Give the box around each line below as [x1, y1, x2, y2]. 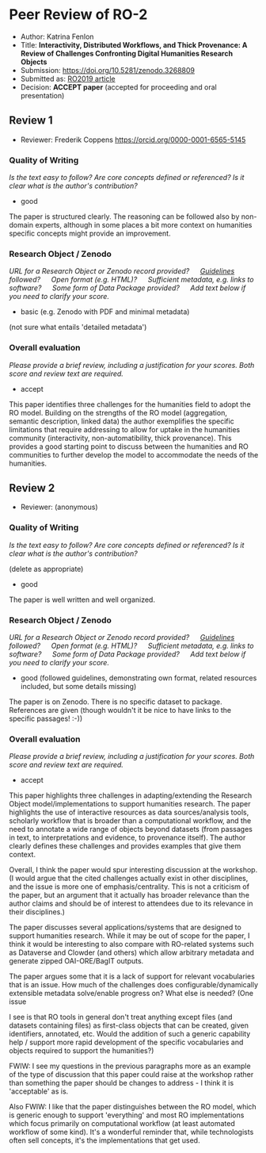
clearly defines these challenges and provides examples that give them [9, 841, 241, 851]
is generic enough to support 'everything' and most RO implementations [9, 1110, 245, 1120]
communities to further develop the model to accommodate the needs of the [9, 450, 259, 459]
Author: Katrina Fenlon [20, 32, 94, 41]
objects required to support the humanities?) [9, 1046, 154, 1055]
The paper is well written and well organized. [9, 595, 155, 604]
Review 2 [9, 481, 55, 495]
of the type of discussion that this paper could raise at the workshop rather [9, 1070, 254, 1079]
